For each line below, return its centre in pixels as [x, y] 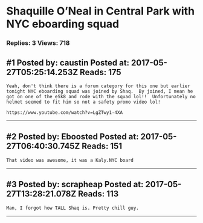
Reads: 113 [98, 194]
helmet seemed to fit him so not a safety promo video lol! [84, 102]
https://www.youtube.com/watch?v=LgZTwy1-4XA [64, 112]
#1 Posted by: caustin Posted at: [68, 63]
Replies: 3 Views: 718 [38, 43]
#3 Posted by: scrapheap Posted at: [75, 185]
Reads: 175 [101, 72]
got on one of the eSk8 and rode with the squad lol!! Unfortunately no [101, 96]
